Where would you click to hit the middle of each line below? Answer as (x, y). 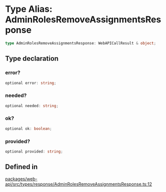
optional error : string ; (31, 83)
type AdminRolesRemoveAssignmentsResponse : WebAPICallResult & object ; (81, 43)
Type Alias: (29, 9)
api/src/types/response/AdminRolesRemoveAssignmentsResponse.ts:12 (79, 184)
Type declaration (32, 58)
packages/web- (21, 179)
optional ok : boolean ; (28, 129)
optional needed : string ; (32, 106)
